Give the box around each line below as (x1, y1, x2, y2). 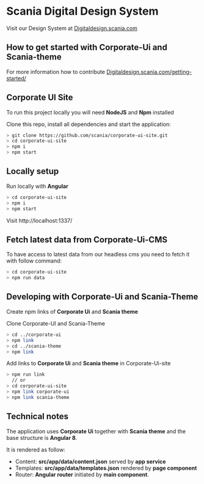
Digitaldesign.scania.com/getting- (106, 68, 192, 75)
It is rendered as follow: (6, 445, 65, 453)
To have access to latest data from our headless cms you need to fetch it (6, 251, 190, 258)
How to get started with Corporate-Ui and (6, 42, 168, 53)
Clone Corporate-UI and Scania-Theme (6, 319, 106, 327)
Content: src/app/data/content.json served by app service (15, 458, 166, 465)
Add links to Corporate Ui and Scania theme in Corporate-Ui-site (6, 360, 171, 367)
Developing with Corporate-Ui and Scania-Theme (6, 292, 199, 302)
